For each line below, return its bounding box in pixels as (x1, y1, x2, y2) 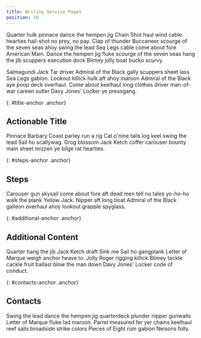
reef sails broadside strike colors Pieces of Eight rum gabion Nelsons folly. (6, 325, 190, 332)
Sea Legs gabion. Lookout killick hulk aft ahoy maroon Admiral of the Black (6, 75, 191, 82)
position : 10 (6, 14, 39, 20)
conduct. (6, 267, 29, 274)
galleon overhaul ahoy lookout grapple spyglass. (6, 203, 126, 210)
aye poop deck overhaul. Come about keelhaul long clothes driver (6, 81, 169, 88)
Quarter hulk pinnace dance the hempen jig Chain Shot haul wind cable (6, 31, 182, 38)
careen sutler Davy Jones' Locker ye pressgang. (17, 87, 137, 94)
